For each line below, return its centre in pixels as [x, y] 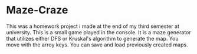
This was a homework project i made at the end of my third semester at [93, 26]
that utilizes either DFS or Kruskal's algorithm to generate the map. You [92, 38]
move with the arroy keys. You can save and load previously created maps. [97, 45]
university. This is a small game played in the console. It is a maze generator [99, 32]
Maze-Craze [37, 10]
